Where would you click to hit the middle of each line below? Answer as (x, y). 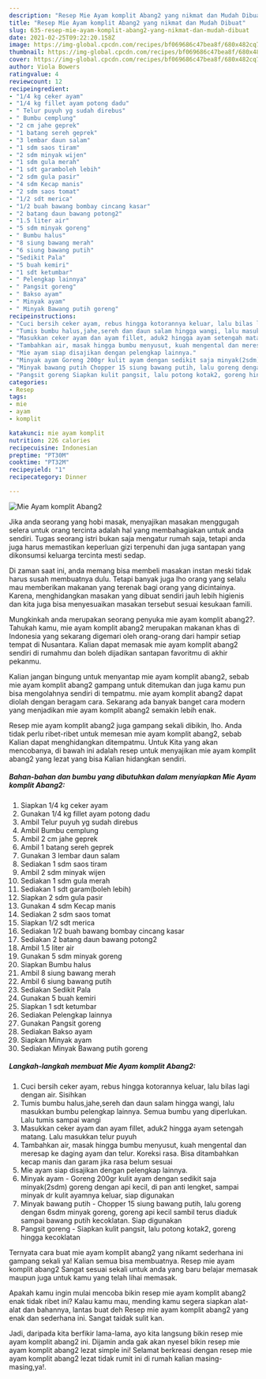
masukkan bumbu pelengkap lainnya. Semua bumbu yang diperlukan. (134, 1111)
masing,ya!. (28, 1366)
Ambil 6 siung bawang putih (66, 981)
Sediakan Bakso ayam (56, 1031)
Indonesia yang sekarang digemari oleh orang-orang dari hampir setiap (125, 636)
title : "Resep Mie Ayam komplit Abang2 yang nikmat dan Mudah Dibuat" (127, 23)
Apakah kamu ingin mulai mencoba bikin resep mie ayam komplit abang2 (128, 1293)
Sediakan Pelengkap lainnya (66, 1015)
